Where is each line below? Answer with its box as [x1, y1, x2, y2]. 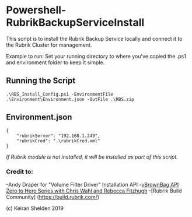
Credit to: [6, 167, 34, 176]
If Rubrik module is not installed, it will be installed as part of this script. [6, 153, 178, 160]
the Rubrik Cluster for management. [6, 41, 92, 48]
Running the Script [6, 76, 76, 86]
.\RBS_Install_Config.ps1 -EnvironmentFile [6, 91, 114, 97]
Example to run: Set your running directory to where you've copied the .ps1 [6, 52, 187, 60]
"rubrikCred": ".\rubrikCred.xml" [16, 138, 100, 143]
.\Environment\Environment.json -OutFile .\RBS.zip [6, 96, 134, 102]
